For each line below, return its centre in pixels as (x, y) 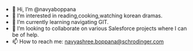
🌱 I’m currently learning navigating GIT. (60, 22)
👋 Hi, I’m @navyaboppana (44, 9)
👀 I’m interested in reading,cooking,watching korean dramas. (87, 16)
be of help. (25, 35)
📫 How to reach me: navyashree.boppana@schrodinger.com (88, 41)
